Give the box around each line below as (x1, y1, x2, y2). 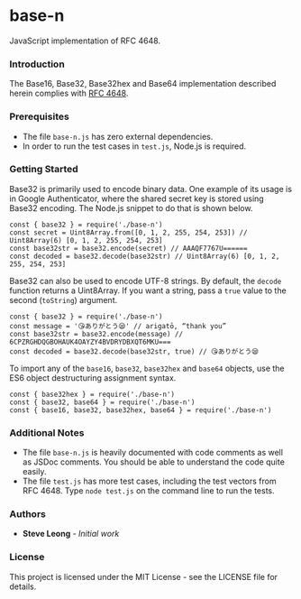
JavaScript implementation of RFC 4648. (9, 35, 160, 46)
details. (9, 581, 37, 592)
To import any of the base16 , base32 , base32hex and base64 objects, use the (9, 363, 286, 373)
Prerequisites (9, 110, 69, 123)
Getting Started (9, 163, 78, 176)
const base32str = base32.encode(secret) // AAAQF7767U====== (9, 244, 248, 253)
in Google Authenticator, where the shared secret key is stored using (9, 193, 264, 204)
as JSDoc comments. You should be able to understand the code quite (22, 456, 286, 467)
